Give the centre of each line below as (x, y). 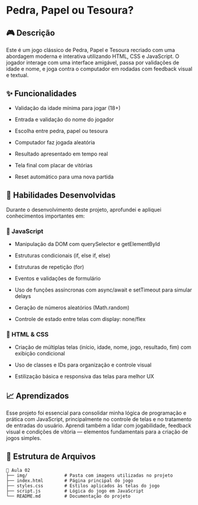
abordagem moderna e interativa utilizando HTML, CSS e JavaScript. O (93, 56)
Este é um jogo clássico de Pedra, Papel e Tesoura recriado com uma (91, 50)
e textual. (17, 75)
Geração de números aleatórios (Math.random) (72, 307)
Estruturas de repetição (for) (49, 267)
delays (23, 296)
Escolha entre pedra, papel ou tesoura (61, 131)
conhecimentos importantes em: (46, 216)
